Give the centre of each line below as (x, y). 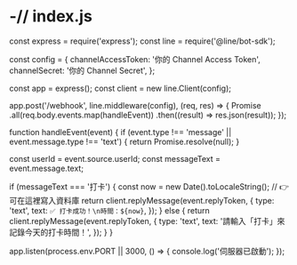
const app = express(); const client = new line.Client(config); (120, 88)
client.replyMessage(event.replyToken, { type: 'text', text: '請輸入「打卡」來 (147, 221)
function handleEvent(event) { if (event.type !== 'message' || (120, 132)
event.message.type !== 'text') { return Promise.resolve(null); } (124, 141)
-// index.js (51, 16)
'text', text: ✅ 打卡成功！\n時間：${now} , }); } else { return (110, 210)
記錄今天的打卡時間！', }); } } (61, 232)
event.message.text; (47, 168)
